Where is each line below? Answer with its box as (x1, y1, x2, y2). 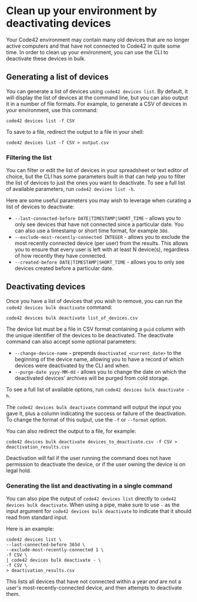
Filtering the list (6, 153, 52, 162)
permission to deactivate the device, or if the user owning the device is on (6, 460, 186, 468)
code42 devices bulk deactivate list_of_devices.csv (6, 315, 138, 321)
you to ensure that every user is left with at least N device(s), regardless (14, 246, 189, 253)
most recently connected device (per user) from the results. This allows (14, 240, 188, 247)
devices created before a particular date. (14, 265, 113, 272)
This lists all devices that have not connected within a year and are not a (6, 578, 181, 585)
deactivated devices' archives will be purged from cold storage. (14, 374, 169, 381)
